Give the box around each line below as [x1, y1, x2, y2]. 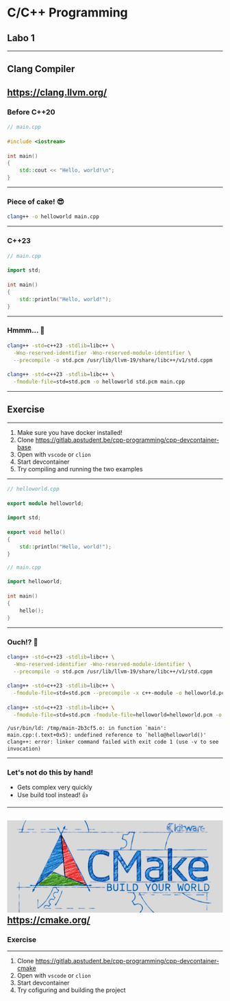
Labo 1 [7, 32, 36, 44]
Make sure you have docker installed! [16, 428, 123, 436]
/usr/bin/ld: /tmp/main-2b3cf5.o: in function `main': [7, 725, 167, 731]
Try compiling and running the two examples [16, 464, 143, 473]
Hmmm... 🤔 [7, 326, 45, 335]
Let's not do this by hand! [7, 767, 94, 777]
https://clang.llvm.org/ [7, 86, 107, 98]
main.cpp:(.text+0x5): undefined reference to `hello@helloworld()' [7, 731, 207, 738]
